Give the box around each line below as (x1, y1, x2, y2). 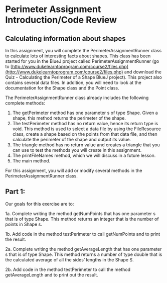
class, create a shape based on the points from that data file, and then (12, 131, 158, 137)
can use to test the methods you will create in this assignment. (12, 147, 142, 153)
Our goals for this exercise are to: (5, 201, 74, 207)
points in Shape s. (5, 221, 43, 227)
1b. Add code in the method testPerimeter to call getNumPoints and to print (5, 231, 160, 237)
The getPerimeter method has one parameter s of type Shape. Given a (12, 110, 158, 116)
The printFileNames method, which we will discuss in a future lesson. (12, 152, 156, 158)
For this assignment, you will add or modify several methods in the (5, 167, 142, 173)
